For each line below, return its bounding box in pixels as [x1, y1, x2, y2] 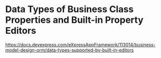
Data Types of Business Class [5, 4, 134, 15]
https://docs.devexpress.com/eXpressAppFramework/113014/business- [5, 41, 156, 47]
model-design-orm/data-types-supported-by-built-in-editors [5, 47, 134, 53]
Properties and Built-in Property [5, 14, 144, 26]
